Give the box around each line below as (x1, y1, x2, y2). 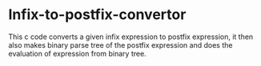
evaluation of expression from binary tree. (8, 49, 147, 58)
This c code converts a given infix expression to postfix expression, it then (8, 32, 254, 41)
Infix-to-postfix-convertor (8, 6, 187, 24)
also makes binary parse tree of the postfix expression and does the (8, 40, 233, 49)
